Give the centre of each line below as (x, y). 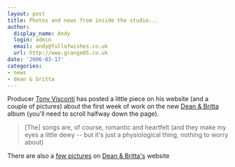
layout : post (26, 14)
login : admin (33, 40)
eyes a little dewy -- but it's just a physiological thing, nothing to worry (126, 135)
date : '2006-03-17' (36, 60)
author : (19, 27)
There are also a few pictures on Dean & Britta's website (88, 156)
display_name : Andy (42, 33)
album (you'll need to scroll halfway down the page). (83, 114)
